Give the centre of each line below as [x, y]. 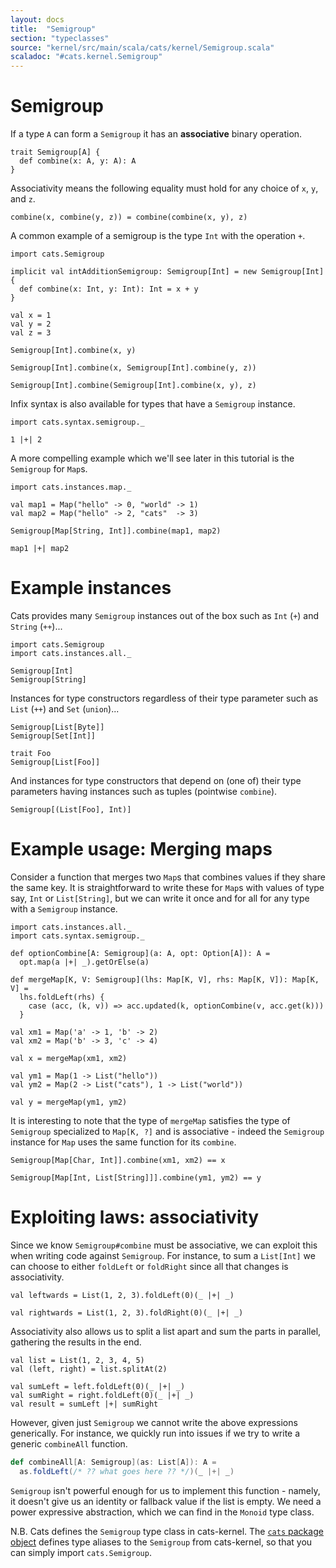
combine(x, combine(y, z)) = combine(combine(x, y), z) [129, 217]
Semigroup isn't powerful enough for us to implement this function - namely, [165, 1490]
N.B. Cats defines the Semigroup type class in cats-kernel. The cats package [167, 1531]
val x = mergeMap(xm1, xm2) [69, 1058]
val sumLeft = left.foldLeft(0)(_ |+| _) [98, 1386]
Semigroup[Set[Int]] [53, 736]
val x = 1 [31, 316]
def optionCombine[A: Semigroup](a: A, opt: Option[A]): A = [140, 953]
